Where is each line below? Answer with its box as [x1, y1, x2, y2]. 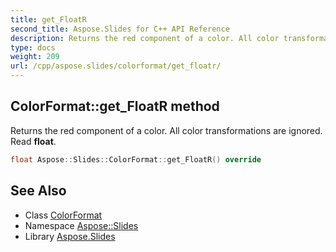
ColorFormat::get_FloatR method [10, 98, 220, 115]
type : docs [10, 42, 56, 53]
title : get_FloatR [10, 14, 87, 25]
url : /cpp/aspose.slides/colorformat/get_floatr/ [10, 61, 222, 71]
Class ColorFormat [24, 209, 103, 221]
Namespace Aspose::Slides [24, 219, 139, 231]
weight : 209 [10, 52, 60, 62]
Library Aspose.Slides [24, 230, 116, 242]
